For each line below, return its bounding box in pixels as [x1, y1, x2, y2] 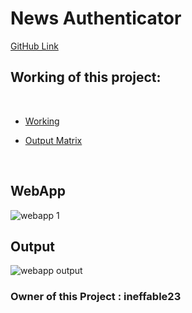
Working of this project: [10, 69, 162, 86]
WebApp [10, 183, 66, 200]
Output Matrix [24, 134, 83, 146]
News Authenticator [10, 7, 182, 30]
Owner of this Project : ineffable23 [10, 290, 182, 304]
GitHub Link [10, 40, 59, 52]
